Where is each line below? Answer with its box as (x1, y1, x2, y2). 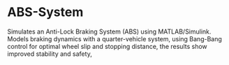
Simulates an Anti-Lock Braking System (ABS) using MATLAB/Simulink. (7, 27, 212, 36)
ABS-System (7, 4, 84, 20)
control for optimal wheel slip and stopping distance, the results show (7, 42, 207, 50)
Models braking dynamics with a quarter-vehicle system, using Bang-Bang (7, 34, 222, 43)
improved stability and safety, (7, 50, 92, 58)
